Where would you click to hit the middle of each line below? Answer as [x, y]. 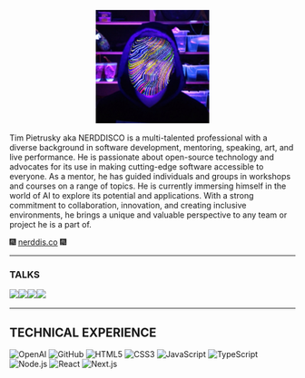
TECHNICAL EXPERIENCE [83, 332]
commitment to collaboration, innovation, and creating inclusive [128, 205]
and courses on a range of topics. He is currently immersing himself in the [148, 186]
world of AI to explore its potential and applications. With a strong [132, 195]
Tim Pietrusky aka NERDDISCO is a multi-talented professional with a [138, 138]
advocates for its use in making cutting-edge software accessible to [137, 167]
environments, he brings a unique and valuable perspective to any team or [148, 215]
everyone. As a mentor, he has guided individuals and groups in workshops [150, 176]
